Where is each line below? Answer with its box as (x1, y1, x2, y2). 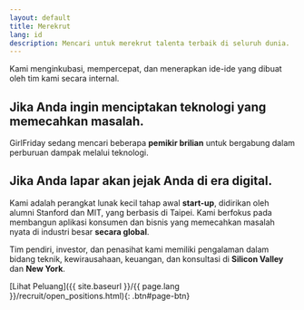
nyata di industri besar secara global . (9, 226, 150, 237)
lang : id (9, 30, 43, 39)
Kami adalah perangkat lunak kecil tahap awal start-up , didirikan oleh (9, 197, 270, 208)
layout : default (9, 13, 71, 23)
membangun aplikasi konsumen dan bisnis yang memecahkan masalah (9, 217, 275, 228)
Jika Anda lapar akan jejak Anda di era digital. (9, 173, 272, 189)
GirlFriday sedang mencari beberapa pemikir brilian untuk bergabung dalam (9, 138, 295, 149)
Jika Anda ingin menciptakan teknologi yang (9, 99, 267, 114)
